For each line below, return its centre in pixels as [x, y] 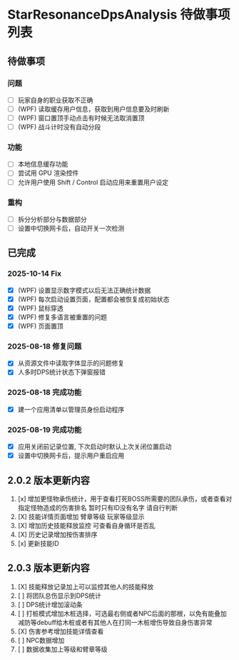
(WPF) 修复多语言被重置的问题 [62, 317]
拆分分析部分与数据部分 [52, 219]
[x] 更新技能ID [38, 544]
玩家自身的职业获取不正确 [55, 100]
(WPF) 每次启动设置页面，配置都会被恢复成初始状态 [93, 299]
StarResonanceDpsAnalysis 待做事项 [119, 15]
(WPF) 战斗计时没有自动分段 [59, 127]
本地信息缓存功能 [43, 164]
